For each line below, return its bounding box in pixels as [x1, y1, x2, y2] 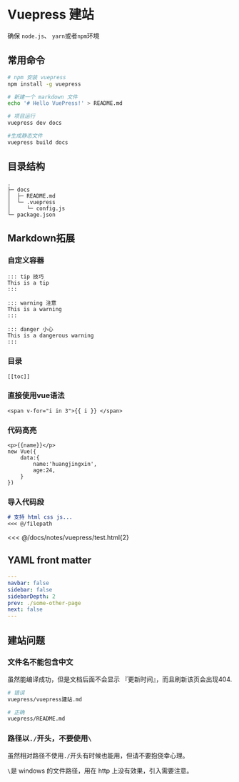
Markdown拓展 [7, 232, 76, 244]
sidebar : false [7, 586, 53, 593]
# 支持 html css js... [7, 514, 73, 521]
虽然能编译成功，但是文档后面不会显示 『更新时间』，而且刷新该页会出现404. [7, 675, 233, 684]
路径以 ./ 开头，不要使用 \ [7, 733, 92, 743]
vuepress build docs [7, 138, 69, 146]
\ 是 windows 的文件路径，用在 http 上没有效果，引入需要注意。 [7, 766, 193, 775]
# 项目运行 [7, 113, 36, 120]
